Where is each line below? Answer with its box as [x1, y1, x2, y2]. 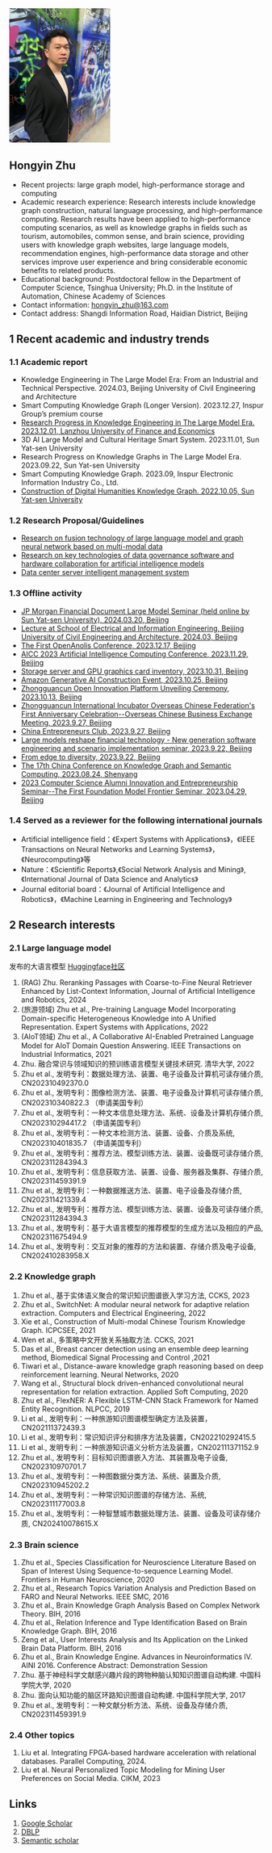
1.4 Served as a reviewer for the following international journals [9, 815, 263, 826]
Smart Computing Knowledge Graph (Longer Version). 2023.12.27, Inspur [20, 400, 264, 410]
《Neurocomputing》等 [20, 854, 91, 864]
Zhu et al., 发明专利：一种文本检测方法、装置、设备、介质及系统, [20, 1128, 236, 1138]
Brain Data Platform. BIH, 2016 [20, 1643, 122, 1654]
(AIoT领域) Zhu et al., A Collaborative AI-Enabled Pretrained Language [20, 1032, 254, 1042]
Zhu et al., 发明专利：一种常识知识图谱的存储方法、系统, [20, 1490, 207, 1499]
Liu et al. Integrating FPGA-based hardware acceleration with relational [20, 1748, 257, 1758]
